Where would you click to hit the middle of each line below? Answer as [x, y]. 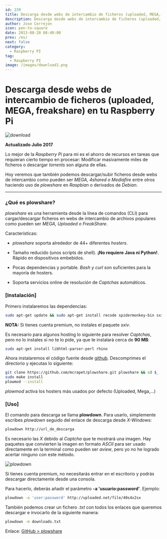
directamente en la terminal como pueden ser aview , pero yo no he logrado [82, 449]
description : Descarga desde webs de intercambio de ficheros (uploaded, [83, 19]
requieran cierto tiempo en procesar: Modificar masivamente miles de [77, 160]
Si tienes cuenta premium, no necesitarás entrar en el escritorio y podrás [80, 474]
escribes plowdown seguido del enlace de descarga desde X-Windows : [79, 420]
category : [15, 47]
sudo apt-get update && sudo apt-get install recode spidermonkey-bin [80, 315]
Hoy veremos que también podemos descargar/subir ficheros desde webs [81, 175]
